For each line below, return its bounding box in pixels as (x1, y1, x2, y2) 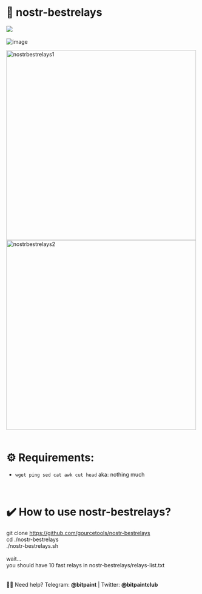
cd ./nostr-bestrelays (6, 536, 59, 543)
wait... (6, 555, 22, 562)
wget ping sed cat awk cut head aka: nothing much (15, 471, 145, 478)
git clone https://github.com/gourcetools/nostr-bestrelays (6, 529, 150, 536)
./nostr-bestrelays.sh (6, 542, 59, 549)
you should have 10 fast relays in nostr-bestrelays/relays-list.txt (6, 561, 165, 568)
